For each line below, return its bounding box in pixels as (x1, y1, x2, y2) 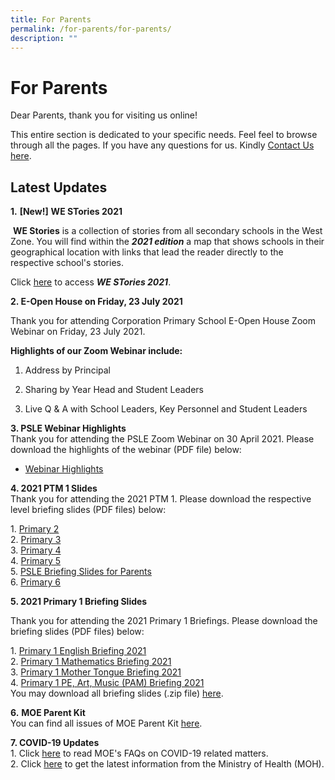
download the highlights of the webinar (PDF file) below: (10, 444, 242, 456)
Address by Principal (24, 364, 111, 376)
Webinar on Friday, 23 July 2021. (10, 326, 146, 338)
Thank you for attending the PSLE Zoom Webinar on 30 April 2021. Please (10, 433, 315, 445)
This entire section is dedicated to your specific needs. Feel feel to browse (10, 129, 318, 141)
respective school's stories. (10, 257, 124, 269)
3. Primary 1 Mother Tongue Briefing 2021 (10, 666, 182, 678)
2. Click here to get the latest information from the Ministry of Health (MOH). (10, 758, 325, 770)
